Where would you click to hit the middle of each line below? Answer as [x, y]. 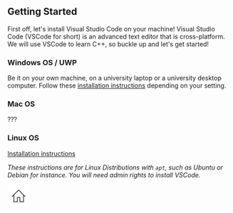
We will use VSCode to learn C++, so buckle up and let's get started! [108, 44]
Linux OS [23, 138]
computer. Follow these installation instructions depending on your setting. [117, 85]
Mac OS [21, 104]
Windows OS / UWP [42, 62]
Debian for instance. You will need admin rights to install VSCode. [104, 175]
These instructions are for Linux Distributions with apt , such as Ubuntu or [115, 167]
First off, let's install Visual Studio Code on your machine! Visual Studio [111, 28]
